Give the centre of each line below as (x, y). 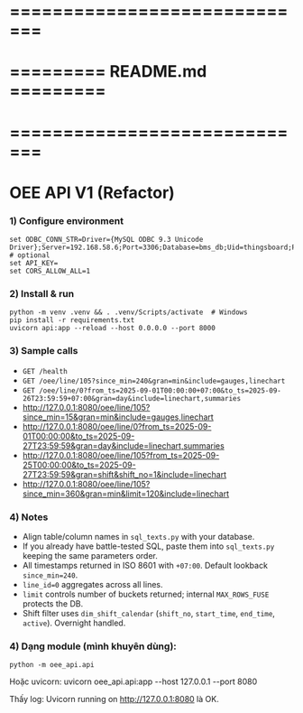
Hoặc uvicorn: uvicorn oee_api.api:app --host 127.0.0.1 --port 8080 (133, 681)
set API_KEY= (34, 264)
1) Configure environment (67, 220)
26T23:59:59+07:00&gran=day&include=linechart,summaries (132, 398)
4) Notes (29, 517)
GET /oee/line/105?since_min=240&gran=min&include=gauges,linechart (154, 381)
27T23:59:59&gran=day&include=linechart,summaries (124, 445)
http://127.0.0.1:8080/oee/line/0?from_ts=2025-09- (117, 426)
